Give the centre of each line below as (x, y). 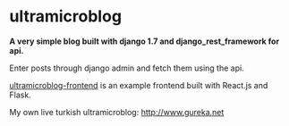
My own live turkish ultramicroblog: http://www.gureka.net (117, 112)
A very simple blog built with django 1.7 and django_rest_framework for (144, 41)
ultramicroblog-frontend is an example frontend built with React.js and (139, 85)
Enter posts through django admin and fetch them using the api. (127, 68)
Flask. (20, 95)
